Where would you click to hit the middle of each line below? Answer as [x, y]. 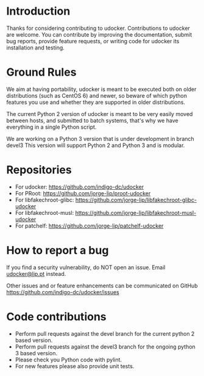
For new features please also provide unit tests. [75, 366]
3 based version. [36, 353]
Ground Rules [41, 72]
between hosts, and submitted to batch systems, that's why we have [92, 120]
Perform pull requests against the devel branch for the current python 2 [105, 333]
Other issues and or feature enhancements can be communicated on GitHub [102, 286]
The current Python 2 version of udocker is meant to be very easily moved [100, 114]
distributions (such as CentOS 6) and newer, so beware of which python [97, 95]
